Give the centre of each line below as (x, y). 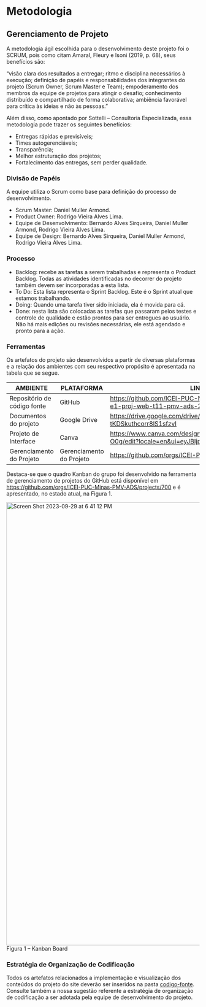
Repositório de (30, 398)
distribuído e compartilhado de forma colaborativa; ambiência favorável (97, 100)
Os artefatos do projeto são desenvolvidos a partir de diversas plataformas (101, 359)
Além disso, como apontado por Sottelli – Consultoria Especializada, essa (99, 118)
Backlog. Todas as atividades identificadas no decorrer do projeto (98, 278)
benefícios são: (26, 62)
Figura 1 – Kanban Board (37, 948)
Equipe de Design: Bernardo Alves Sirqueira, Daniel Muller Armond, (100, 236)
